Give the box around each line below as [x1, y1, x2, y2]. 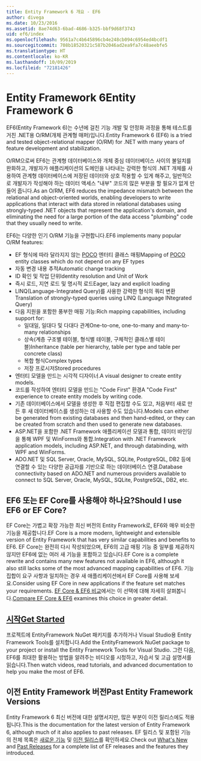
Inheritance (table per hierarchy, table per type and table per [31, 344, 181, 351]
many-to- [166, 322, 190, 329]
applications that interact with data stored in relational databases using [6, 200, 181, 208]
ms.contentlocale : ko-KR [6, 54, 68, 60]
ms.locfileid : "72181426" [6, 64, 71, 71]
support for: [14, 315, 45, 322]
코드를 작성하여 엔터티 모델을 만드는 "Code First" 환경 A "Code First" [14, 386, 178, 393]
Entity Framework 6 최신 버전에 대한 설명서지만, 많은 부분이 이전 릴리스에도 [6, 713, 184, 721]
